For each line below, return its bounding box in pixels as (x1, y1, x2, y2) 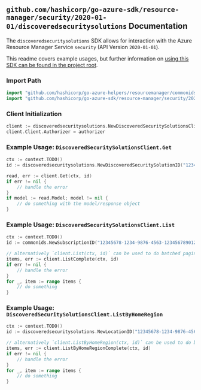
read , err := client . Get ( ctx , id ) (6, 173, 93, 179)
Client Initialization (6, 110, 62, 118)
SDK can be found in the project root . (6, 61, 98, 68)
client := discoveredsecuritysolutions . (6, 123, 109, 129)
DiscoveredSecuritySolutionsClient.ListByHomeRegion (6, 312, 163, 318)
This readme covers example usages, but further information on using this (6, 55, 189, 62)
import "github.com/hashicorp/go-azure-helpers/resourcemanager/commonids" (6, 90, 199, 96)
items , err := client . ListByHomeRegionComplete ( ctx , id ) (6, 345, 151, 352)
